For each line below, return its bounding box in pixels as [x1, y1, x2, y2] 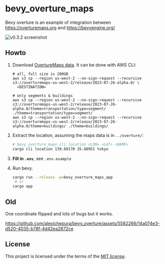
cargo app [12, 184, 33, 189]
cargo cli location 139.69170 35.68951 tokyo [12, 146, 108, 151]
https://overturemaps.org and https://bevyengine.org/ [5, 24, 115, 30]
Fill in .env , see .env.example [12, 155, 72, 161]
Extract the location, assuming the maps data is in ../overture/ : [12, 132, 144, 138]
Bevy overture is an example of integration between [5, 19, 111, 25]
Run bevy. [12, 165, 33, 171]
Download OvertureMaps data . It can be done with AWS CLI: [12, 62, 137, 67]
